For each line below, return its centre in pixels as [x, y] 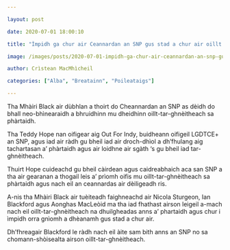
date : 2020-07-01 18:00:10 [46, 31]
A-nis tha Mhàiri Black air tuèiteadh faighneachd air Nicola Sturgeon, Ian [109, 197]
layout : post [26, 19]
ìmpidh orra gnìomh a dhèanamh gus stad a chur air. [81, 219]
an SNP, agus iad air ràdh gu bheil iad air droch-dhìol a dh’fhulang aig [105, 141]
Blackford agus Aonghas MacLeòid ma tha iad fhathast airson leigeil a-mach [115, 204]
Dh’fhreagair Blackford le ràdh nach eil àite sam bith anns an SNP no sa [107, 232]
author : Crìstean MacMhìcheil [50, 69]
